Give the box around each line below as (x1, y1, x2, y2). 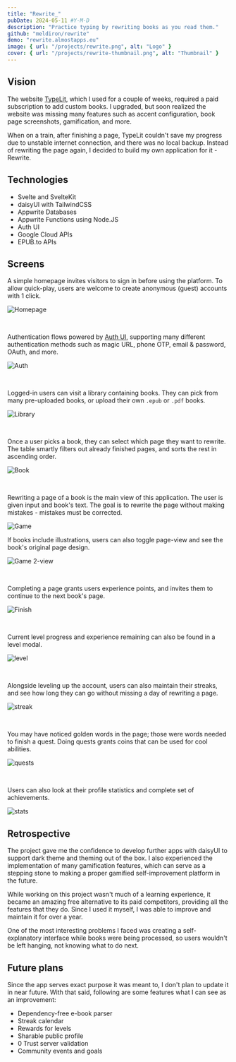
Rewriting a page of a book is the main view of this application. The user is (7, 494, 223, 502)
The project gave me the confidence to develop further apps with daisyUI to (7, 847, 228, 855)
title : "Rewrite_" (7, 10, 61, 18)
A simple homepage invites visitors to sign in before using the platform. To (7, 277, 223, 285)
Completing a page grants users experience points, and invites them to (7, 584, 213, 593)
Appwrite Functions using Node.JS (17, 215, 118, 223)
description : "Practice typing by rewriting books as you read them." (7, 23, 219, 30)
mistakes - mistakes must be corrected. (7, 508, 123, 517)
